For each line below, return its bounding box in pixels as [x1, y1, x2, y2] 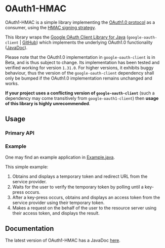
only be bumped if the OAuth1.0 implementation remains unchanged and [5, 75, 152, 81]
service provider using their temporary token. [12, 200, 105, 206]
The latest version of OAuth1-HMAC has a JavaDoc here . [5, 238, 121, 244]
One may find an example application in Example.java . [5, 154, 115, 160]
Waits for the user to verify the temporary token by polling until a [12, 184, 144, 190]
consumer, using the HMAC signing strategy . [5, 24, 96, 30]
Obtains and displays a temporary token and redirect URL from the [12, 173, 148, 179]
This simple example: [5, 164, 48, 169]
